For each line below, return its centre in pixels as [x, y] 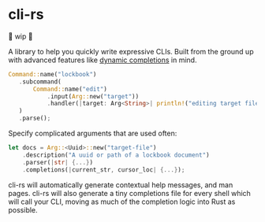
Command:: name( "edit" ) [70, 89]
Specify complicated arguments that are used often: [93, 133]
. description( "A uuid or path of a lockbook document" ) [116, 155]
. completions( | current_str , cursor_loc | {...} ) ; [104, 170]
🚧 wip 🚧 [21, 36]
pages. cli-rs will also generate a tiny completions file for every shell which [129, 193]
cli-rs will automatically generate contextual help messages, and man [121, 185]
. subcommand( [40, 81]
